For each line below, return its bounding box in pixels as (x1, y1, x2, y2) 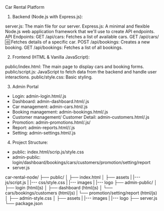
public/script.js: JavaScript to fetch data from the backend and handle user (5, 69, 157, 74)
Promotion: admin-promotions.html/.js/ (12, 119, 91, 125)
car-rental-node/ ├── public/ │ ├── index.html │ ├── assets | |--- (5, 175, 141, 180)
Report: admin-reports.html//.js (12, 125, 75, 130)
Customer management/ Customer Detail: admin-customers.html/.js (12, 114, 150, 120)
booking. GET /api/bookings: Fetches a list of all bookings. (5, 44, 123, 50)
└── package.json (5, 201, 43, 206)
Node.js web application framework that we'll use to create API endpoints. (5, 29, 155, 34)
